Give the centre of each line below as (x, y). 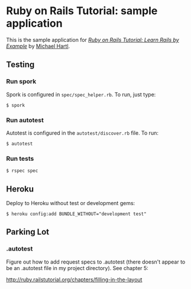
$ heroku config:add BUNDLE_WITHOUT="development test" (76, 214)
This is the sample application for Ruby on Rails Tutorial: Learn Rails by (93, 40)
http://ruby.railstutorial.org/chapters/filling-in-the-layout (74, 280)
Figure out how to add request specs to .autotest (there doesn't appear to (96, 262)
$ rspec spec (22, 171)
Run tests (20, 158)
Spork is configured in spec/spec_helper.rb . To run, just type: (81, 94)
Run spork (21, 82)
